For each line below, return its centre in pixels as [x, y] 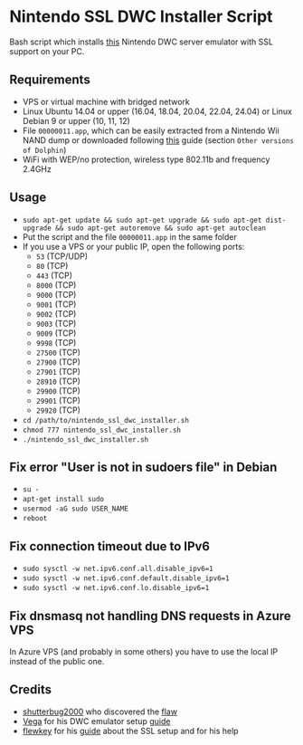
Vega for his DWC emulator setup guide [96, 721]
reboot [35, 519]
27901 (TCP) [58, 371]
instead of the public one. [57, 661]
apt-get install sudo [63, 500]
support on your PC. [47, 51]
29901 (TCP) [58, 400]
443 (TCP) [54, 275]
